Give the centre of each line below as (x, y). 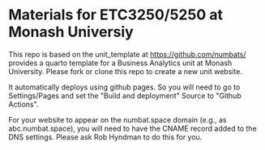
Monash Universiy (71, 32)
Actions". (24, 104)
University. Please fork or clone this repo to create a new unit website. (126, 71)
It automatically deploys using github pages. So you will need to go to (124, 87)
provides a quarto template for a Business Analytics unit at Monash (120, 63)
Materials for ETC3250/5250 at (115, 15)
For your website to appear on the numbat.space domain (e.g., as (118, 119)
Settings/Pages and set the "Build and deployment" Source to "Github (125, 95)
